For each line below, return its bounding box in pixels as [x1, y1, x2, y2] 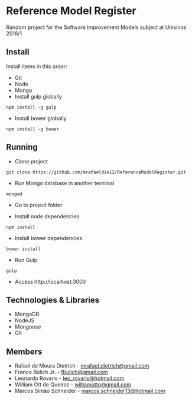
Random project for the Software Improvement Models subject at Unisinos [6, 24, 187, 31]
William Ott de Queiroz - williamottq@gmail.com [14, 381, 132, 388]
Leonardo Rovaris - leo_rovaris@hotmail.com [14, 375, 125, 382]
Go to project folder [14, 201, 63, 208]
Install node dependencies [14, 212, 80, 219]
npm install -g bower [6, 126, 60, 132]
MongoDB [14, 311, 40, 318]
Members [6, 346, 43, 356]
